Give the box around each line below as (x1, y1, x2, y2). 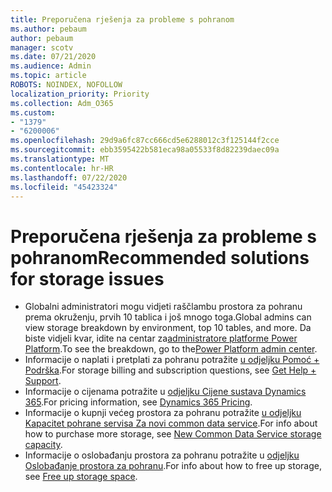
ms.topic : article (10, 71, 87, 81)
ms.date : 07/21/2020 (10, 52, 97, 62)
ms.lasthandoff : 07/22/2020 (10, 172, 128, 183)
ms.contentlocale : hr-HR (10, 163, 114, 173)
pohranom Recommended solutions (10, 246, 310, 269)
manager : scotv (10, 42, 74, 53)
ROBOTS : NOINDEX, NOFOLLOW (10, 80, 123, 90)
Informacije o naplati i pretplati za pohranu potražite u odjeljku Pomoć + (24, 354, 320, 366)
